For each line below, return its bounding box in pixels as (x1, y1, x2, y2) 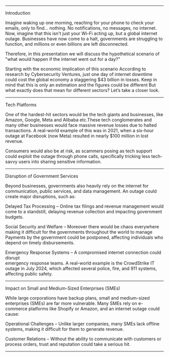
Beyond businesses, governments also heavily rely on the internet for (5, 183, 149, 189)
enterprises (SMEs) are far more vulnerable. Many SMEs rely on (5, 300, 137, 306)
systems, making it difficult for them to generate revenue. (5, 326, 124, 332)
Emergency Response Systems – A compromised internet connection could (5, 249, 161, 255)
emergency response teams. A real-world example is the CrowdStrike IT (5, 260, 155, 266)
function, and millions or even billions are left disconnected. (5, 41, 129, 47)
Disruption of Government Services (5, 173, 78, 179)
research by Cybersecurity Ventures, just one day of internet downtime (5, 71, 152, 77)
